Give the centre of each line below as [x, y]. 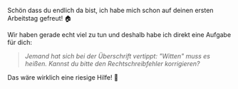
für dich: [20, 42]
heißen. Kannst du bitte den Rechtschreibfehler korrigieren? [112, 64]
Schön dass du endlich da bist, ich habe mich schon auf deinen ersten [110, 10]
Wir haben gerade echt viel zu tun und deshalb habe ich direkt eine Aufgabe [119, 35]
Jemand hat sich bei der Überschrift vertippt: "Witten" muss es [117, 56]
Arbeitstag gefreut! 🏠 [40, 18]
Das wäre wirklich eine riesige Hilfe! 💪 [63, 77]
